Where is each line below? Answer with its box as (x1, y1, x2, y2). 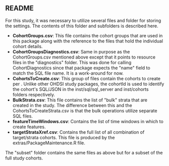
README (5, 4, 34, 13)
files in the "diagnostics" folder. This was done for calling (12, 59, 132, 65)
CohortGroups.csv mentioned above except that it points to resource (12, 54, 155, 60)
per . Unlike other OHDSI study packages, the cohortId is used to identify (12, 81, 164, 87)
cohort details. (12, 43, 43, 49)
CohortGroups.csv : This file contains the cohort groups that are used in (12, 32, 163, 38)
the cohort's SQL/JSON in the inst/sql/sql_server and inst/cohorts (12, 86, 149, 92)
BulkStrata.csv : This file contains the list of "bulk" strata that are (12, 97, 148, 103)
